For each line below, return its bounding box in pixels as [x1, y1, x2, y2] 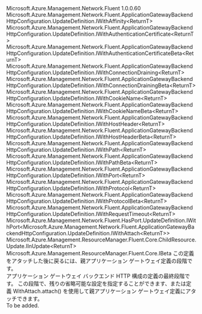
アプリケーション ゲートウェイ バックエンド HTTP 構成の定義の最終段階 [6, 272, 185, 280]
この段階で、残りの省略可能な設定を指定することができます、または [17, 280, 186, 287]
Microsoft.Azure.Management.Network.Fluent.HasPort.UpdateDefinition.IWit [6, 217, 197, 224]
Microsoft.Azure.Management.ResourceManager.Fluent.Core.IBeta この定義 [6, 250, 194, 257]
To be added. [6, 302, 39, 309]
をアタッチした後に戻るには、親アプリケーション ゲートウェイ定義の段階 [6, 257, 188, 264]
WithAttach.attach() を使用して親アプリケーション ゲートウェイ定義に [13, 287, 186, 295]
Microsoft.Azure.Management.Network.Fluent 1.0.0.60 [6, 5, 141, 11]
